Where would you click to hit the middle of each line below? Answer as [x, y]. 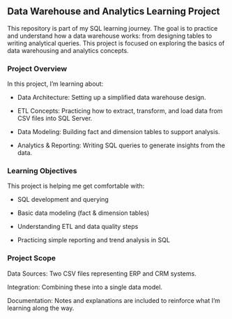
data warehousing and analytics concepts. [68, 50]
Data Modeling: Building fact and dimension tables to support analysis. [119, 132]
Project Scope [31, 258]
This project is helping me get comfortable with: [76, 186]
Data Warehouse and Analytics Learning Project [114, 12]
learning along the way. [41, 308]
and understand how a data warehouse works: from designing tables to [110, 36]
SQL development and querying [63, 200]
